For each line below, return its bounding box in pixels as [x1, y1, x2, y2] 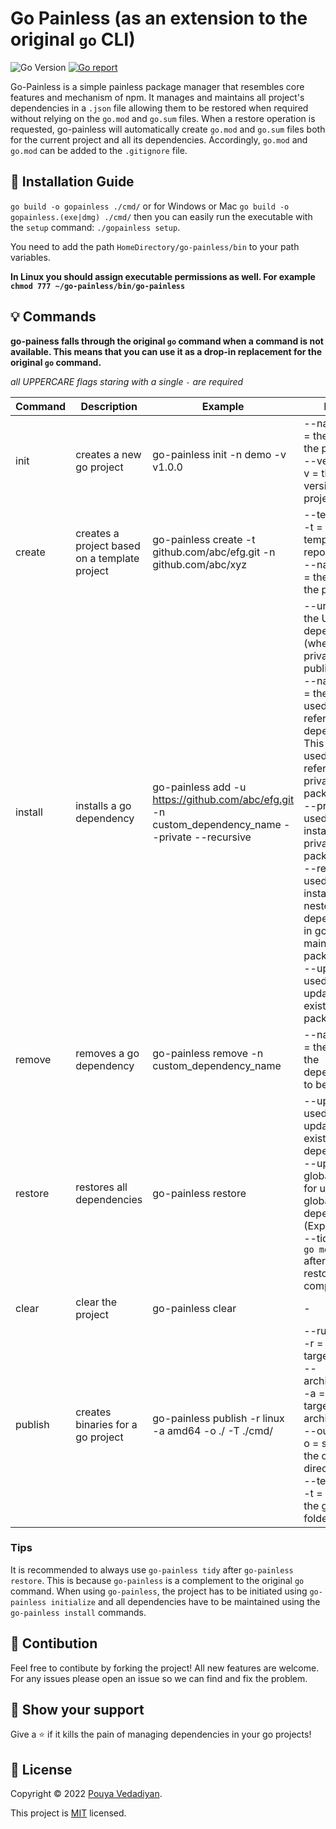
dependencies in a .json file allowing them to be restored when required [10, 102, 309, 114]
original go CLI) [10, 28, 136, 51]
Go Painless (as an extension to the [10, 7, 308, 30]
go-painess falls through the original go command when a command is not [10, 335, 324, 347]
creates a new [75, 447, 142, 461]
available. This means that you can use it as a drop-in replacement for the [10, 345, 323, 357]
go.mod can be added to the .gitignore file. [10, 144, 188, 156]
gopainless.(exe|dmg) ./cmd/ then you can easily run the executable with [10, 210, 313, 222]
